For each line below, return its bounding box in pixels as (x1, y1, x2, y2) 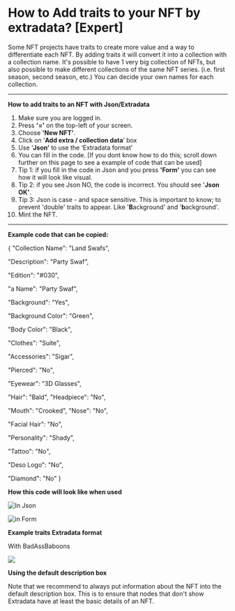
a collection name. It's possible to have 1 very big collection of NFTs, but (8, 57, 216, 66)
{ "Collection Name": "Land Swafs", (8, 243, 110, 252)
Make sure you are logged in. (17, 113, 103, 122)
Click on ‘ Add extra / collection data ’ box (17, 136, 137, 144)
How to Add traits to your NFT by (8, 5, 201, 21)
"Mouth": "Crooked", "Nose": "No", (8, 406, 109, 415)
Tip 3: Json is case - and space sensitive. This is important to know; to (17, 195, 222, 203)
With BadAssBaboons (8, 542, 70, 550)
